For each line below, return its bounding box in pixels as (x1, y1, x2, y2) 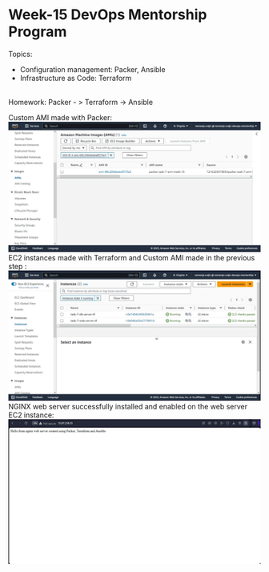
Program (8, 22, 67, 41)
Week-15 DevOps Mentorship (8, 6, 207, 24)
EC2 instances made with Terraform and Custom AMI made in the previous (8, 253, 255, 263)
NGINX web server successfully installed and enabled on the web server (8, 402, 248, 412)
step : (8, 262, 27, 272)
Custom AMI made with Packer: (8, 112, 113, 122)
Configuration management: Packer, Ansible (19, 64, 166, 74)
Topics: (8, 49, 33, 58)
